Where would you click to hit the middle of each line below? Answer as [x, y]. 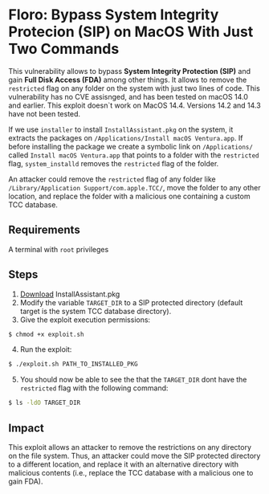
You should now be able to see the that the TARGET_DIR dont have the [133, 380]
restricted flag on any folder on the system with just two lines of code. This [134, 88]
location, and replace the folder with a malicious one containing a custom [129, 196]
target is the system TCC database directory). [96, 311]
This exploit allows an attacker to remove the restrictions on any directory [130, 447]
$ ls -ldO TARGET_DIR [45, 403]
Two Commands [64, 49]
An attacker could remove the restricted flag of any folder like [112, 179]
